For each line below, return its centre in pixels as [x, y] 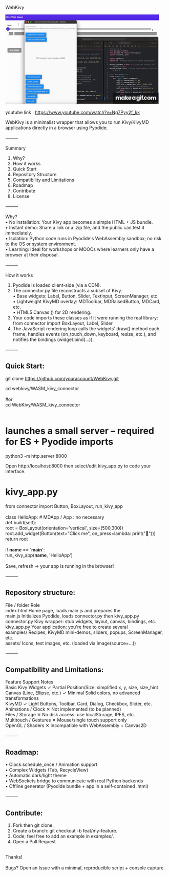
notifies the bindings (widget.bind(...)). [53, 339]
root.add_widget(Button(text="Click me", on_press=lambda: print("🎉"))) [81, 533]
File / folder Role [23, 605]
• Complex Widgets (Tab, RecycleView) [47, 770]
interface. [15, 471]
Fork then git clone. [33, 825]
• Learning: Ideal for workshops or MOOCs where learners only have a [80, 249]
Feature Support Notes [29, 682]
